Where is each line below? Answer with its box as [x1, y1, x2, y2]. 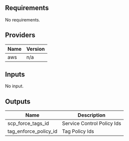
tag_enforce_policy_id [7, 128, 58, 135]
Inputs [5, 70, 25, 79]
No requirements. [5, 17, 41, 22]
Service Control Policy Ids [62, 120, 121, 127]
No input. [5, 83, 24, 89]
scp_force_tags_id [7, 120, 49, 127]
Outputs [5, 97, 31, 105]
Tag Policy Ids [62, 128, 94, 135]
